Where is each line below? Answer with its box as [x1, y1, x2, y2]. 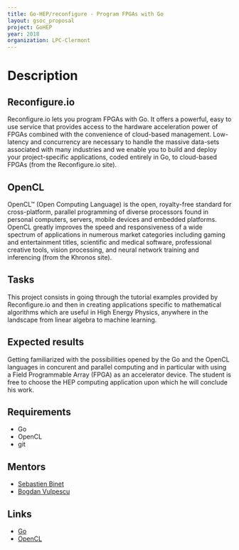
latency [7, 138, 29, 146]
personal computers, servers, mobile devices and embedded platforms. [7, 215, 217, 223]
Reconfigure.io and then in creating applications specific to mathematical [7, 300, 222, 309]
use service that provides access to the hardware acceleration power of [7, 123, 218, 131]
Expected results [7, 336, 84, 348]
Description [7, 68, 78, 84]
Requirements [7, 406, 71, 418]
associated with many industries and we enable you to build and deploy [7, 146, 217, 154]
